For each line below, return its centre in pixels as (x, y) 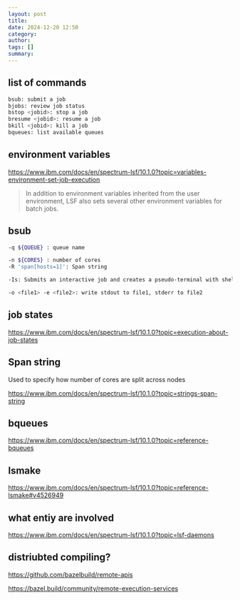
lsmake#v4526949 (36, 495)
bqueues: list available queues (56, 133)
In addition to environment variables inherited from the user (113, 193)
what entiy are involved (61, 517)
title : (18, 21)
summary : (21, 54)
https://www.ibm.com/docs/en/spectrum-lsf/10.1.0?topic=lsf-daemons (111, 535)
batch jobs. (42, 209)
